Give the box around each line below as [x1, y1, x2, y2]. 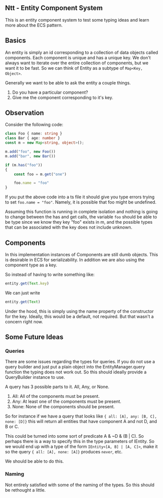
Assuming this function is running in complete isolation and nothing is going [5, 209, 158, 215]
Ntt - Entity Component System [5, 4, 103, 12]
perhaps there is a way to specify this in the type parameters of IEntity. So [5, 439, 155, 445]
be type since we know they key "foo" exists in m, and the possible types [5, 219, 153, 225]
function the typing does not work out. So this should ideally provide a [5, 369, 147, 375]
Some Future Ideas [5, 333, 64, 341]
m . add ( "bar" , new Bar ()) [5, 154, 56, 158]
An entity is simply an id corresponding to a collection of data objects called [5, 49, 158, 55]
